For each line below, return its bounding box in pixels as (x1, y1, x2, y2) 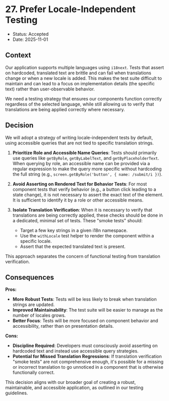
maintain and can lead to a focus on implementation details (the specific (5, 80, 155, 86)
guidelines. (5, 390, 28, 396)
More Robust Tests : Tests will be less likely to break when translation (12, 296, 157, 303)
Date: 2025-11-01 (12, 36, 48, 42)
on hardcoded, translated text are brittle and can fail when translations (5, 70, 151, 76)
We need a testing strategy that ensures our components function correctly (5, 95, 162, 102)
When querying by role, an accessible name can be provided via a (12, 160, 150, 166)
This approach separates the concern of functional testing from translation (5, 253, 160, 259)
